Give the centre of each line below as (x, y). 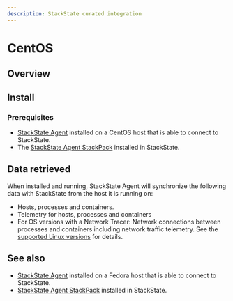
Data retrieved (39, 169)
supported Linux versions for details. (70, 236)
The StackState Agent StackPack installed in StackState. (98, 147)
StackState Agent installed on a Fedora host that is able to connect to (117, 275)
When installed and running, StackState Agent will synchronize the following (117, 186)
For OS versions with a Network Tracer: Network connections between (119, 222)
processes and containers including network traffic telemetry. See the (118, 229)
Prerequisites (30, 117)
